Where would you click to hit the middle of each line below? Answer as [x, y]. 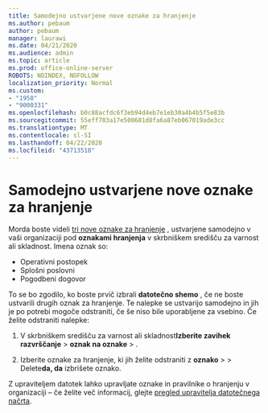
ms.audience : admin [41, 53]
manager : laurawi [37, 38]
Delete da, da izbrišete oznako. [71, 368]
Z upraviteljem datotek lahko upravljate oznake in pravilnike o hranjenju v [129, 384]
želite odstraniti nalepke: [49, 320]
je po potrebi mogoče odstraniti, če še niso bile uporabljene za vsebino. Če [133, 312]
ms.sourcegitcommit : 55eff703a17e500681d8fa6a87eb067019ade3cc [117, 121]
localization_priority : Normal [61, 83]
